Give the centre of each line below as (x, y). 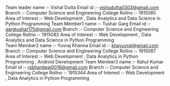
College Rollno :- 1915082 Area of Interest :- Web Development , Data (78, 35)
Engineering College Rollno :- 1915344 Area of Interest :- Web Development (85, 73)
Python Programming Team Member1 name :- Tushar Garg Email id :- (78, 24)
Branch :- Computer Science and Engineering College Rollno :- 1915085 (81, 13)
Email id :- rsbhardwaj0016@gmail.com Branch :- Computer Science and (82, 67)
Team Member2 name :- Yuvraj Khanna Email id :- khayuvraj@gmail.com (82, 45)
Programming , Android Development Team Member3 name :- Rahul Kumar (84, 62)
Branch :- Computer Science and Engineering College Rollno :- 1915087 (81, 51)
